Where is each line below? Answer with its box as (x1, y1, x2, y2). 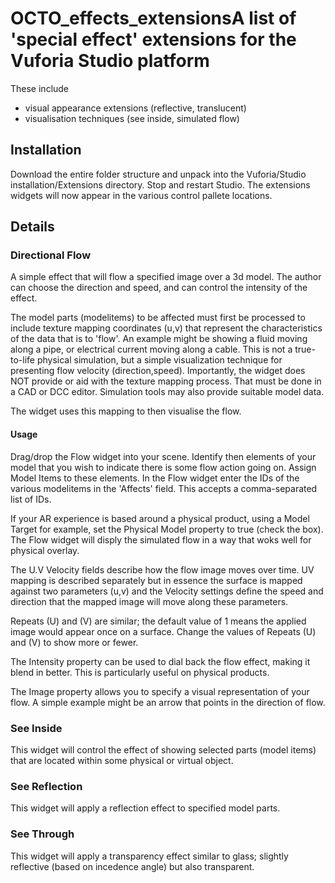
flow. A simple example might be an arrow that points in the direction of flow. (10, 696, 326, 708)
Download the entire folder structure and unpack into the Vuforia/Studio (10, 168, 307, 180)
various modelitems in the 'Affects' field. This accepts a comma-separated (10, 482, 318, 494)
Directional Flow (10, 248, 92, 262)
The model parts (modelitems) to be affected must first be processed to (10, 312, 306, 324)
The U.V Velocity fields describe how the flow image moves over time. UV (10, 563, 315, 576)
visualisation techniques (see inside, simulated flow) (24, 112, 240, 124)
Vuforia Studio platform (10, 50, 210, 72)
